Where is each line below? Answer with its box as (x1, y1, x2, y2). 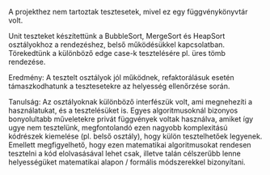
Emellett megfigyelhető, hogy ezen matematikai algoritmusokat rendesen (8, 140, 252, 149)
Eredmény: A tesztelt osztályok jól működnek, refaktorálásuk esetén (8, 73, 234, 82)
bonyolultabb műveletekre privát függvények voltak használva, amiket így (8, 114, 254, 124)
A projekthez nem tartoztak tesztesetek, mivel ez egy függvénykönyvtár (8, 7, 248, 16)
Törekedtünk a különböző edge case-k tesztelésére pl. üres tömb (8, 49, 226, 58)
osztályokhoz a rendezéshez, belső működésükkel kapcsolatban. (8, 40, 225, 49)
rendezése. (8, 57, 46, 66)
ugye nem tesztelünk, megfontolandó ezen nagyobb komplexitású (8, 123, 228, 132)
